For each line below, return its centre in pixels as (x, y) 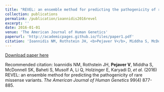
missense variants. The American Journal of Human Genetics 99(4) (73, 80)
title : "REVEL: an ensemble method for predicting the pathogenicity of (81, 9)
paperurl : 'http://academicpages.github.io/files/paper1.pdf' (70, 37)
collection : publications (31, 14)
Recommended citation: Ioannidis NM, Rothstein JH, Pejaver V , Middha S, (79, 64)
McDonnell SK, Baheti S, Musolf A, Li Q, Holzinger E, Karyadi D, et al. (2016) (81, 70)
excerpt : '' (17, 23)
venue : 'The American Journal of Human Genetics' (57, 32)
